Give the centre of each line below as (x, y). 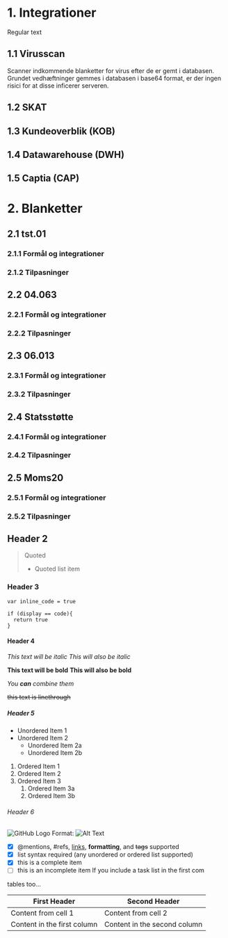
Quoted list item (57, 569)
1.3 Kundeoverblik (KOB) (62, 131)
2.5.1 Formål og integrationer (57, 498)
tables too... (24, 884)
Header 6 (21, 811)
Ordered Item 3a (51, 788)
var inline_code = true (42, 601)
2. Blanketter (45, 208)
